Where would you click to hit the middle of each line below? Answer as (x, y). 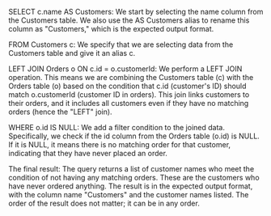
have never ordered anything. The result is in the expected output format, (131, 186)
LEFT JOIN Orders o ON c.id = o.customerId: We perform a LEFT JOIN (125, 69)
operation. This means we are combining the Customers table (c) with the (131, 77)
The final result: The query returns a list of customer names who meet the (131, 169)
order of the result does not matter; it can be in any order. (104, 203)
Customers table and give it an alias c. (72, 53)
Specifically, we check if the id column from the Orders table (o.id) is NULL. (134, 136)
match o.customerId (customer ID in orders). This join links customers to (129, 95)
